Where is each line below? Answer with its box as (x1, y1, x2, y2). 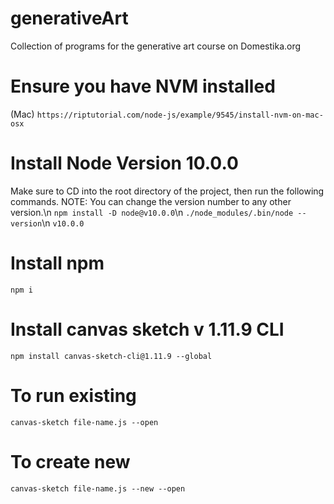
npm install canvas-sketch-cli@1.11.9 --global (10, 351, 213, 361)
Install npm (10, 252, 105, 274)
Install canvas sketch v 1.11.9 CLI (10, 318, 285, 341)
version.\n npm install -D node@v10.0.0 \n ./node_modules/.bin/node (10, 206, 294, 218)
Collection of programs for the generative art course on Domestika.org (10, 40, 302, 52)
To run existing (10, 384, 137, 407)
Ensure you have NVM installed (10, 75, 276, 98)
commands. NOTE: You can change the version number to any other (10, 195, 292, 207)
